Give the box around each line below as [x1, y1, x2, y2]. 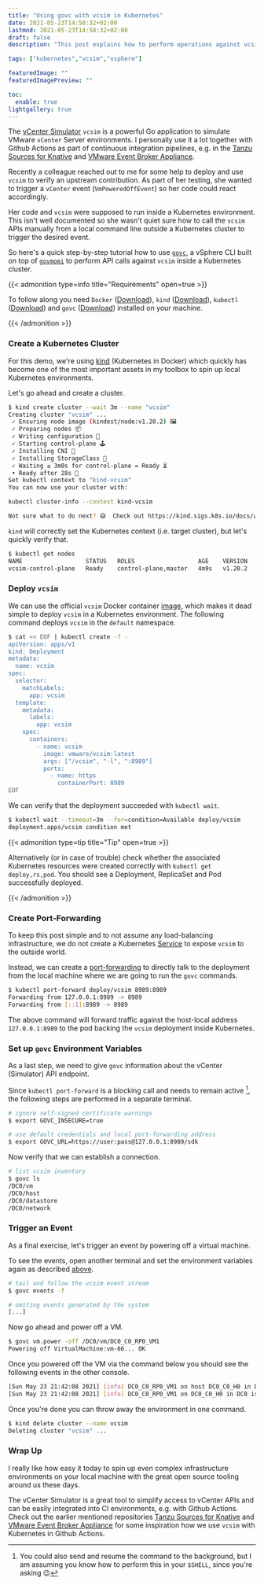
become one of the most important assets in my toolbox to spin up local [8, 364, 240, 374]
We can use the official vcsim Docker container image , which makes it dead [8, 601, 252, 610]
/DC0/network [8, 1204, 51, 1212]
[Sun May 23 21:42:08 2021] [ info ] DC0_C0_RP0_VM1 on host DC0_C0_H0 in [8, 1383, 251, 1391]
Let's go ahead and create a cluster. [8, 388, 125, 397]
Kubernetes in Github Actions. [8, 1528, 105, 1538]
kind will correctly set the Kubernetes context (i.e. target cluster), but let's [8, 526, 247, 536]
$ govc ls [8, 1175, 41, 1183]
